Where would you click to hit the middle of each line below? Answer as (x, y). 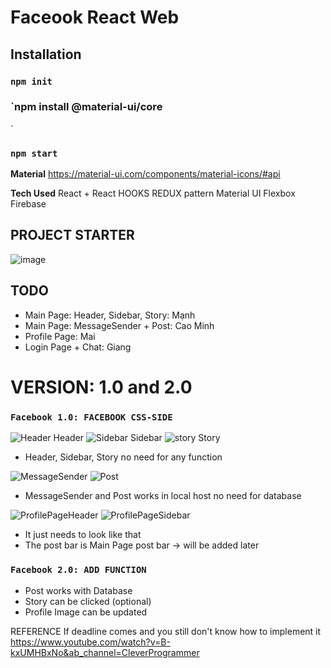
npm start (34, 153)
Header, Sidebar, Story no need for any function (123, 457)
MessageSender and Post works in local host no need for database (163, 496)
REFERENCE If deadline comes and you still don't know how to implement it (166, 631)
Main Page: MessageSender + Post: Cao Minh (119, 325)
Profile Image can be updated (86, 612)
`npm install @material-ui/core (86, 107)
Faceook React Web (95, 17)
